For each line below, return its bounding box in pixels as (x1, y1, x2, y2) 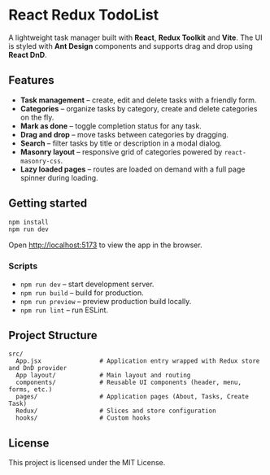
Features (8, 73, 54, 87)
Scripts (8, 260, 38, 272)
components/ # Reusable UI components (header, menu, (15, 378, 242, 387)
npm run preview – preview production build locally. (20, 296, 192, 306)
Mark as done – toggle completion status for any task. (20, 120, 202, 131)
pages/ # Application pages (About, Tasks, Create (15, 393, 250, 401)
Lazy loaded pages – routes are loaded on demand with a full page (20, 164, 246, 174)
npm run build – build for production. (20, 287, 144, 298)
